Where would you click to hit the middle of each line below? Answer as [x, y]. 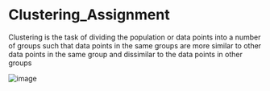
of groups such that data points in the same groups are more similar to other [135, 45]
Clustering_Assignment [89, 15]
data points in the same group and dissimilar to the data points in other [126, 54]
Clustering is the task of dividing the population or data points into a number [135, 37]
